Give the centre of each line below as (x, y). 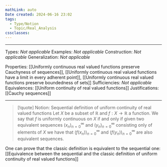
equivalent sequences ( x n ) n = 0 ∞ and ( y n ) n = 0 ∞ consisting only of (85, 125)
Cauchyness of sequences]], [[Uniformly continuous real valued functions (81, 72)
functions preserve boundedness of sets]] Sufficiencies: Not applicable (79, 83)
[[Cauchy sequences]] (28, 93)
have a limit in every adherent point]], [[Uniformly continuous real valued (80, 77)
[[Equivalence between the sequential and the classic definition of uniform (81, 154)
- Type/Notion (24, 24)
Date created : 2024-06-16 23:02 (39, 14)
